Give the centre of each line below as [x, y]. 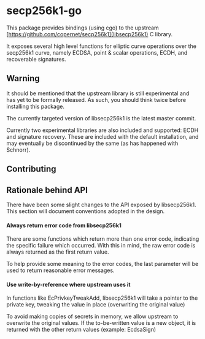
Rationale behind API [47, 190]
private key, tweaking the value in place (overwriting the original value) [96, 305]
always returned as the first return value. [58, 252]
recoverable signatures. [36, 59]
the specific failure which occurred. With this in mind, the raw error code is [101, 246]
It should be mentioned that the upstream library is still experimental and [98, 93]
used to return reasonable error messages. [60, 270]
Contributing [31, 169]
